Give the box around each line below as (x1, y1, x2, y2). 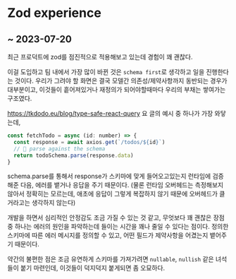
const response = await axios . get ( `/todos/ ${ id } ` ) (13, 138, 166, 146)
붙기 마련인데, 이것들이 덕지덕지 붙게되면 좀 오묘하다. (20, 263, 166, 273)
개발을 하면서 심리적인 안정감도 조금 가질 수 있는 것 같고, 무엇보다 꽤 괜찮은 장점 (7, 213, 225, 222)
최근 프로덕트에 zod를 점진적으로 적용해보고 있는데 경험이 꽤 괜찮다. (7, 53, 193, 61)
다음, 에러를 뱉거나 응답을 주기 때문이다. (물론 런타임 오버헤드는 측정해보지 (20, 181, 224, 189)
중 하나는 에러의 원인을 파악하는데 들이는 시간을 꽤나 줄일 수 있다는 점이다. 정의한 (7, 222, 229, 231)
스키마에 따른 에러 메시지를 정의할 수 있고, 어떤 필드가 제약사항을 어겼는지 (7, 231, 209, 239)
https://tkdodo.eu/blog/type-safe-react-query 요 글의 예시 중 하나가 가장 (7, 109, 213, 117)
